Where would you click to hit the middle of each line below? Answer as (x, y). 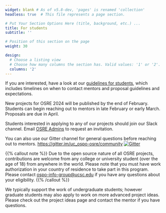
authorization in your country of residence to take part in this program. (77, 169)
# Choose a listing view (35, 60)
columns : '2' (23, 69)
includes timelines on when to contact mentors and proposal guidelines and (83, 89)
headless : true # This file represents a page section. (65, 14)
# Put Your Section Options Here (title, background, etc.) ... (73, 23)
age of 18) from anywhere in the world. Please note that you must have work (83, 164)
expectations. (19, 94)
